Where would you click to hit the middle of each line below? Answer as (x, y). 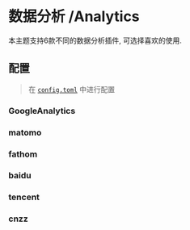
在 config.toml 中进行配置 (72, 89)
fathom (23, 154)
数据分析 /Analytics (74, 17)
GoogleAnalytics (42, 111)
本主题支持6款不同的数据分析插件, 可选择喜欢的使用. (95, 40)
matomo (25, 132)
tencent (24, 197)
